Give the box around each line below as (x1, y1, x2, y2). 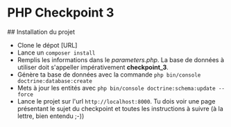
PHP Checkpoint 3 (7, 5, 114, 21)
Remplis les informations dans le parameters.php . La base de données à (17, 55, 224, 63)
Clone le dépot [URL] (17, 41, 78, 49)
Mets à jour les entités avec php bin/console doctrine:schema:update (17, 84, 216, 92)
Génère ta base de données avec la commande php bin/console (17, 70, 201, 79)
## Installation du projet (7, 28, 75, 36)
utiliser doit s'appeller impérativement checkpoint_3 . (17, 63, 169, 71)
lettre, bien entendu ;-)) (17, 112, 85, 120)
